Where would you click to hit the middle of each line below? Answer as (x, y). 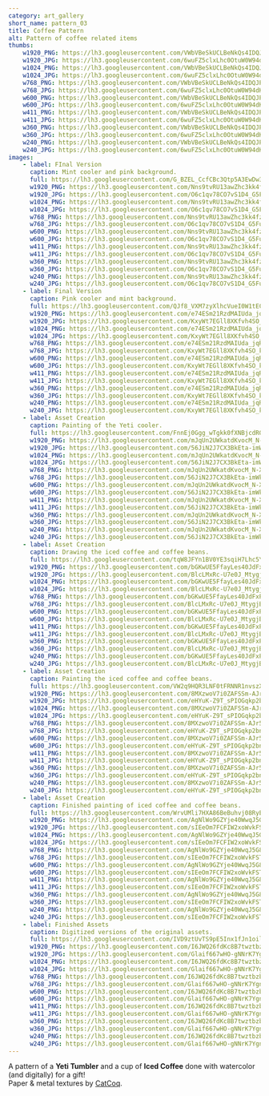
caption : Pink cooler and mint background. (103, 299)
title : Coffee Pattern (46, 30)
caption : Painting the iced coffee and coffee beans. (121, 679)
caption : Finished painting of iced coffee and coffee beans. (135, 805)
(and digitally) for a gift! (47, 1075)
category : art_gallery (46, 16)
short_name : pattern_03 (48, 23)
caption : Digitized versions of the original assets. (121, 932)
